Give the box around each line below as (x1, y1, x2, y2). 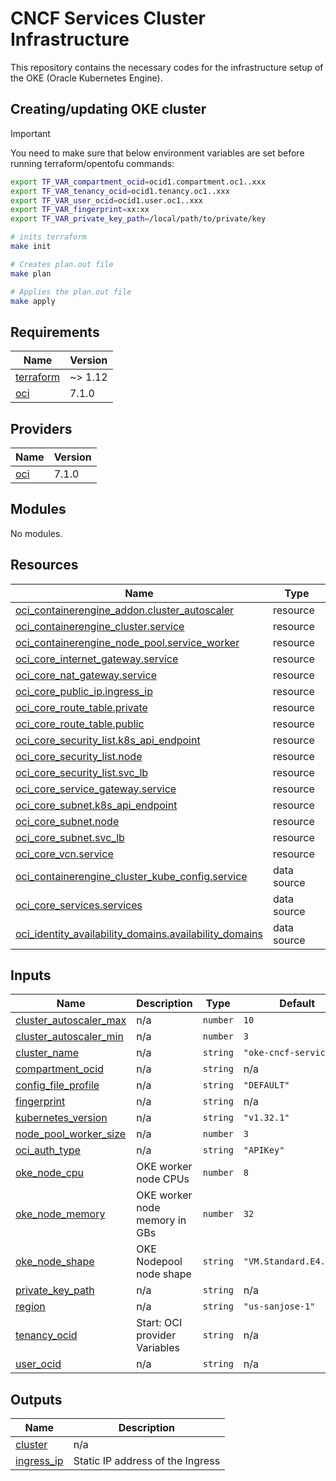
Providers (10, 420, 73, 437)
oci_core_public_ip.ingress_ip (15, 684, 153, 698)
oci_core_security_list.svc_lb (15, 765, 149, 779)
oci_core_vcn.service (15, 847, 114, 861)
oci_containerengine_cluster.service (15, 619, 185, 633)
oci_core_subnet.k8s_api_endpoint (15, 798, 178, 812)
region (15, 1300, 46, 1314)
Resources (10, 557, 79, 574)
